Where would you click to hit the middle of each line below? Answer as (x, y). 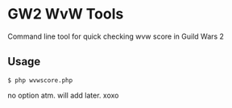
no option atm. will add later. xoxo (63, 95)
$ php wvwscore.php (40, 80)
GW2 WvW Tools (66, 14)
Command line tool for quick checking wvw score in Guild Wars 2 (116, 36)
